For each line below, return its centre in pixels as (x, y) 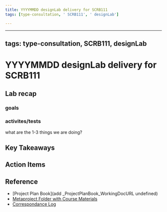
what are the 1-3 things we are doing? (44, 132)
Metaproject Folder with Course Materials (55, 199)
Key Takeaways (30, 148)
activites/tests (23, 121)
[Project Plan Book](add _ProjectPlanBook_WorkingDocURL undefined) (85, 194)
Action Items (25, 165)
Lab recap (21, 94)
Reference (22, 181)
